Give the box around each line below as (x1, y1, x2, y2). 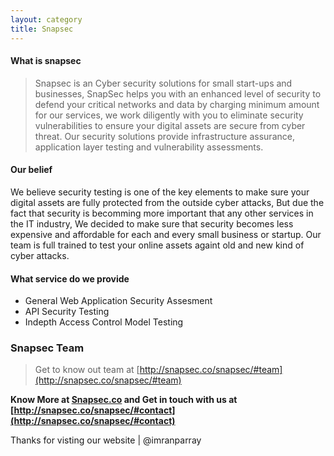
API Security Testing (24, 306, 110, 318)
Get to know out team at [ (34, 364, 140, 376)
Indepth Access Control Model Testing (24, 316, 184, 328)
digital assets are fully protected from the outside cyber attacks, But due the (10, 196, 325, 208)
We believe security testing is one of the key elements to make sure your (10, 186, 310, 198)
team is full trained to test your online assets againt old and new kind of (10, 239, 305, 251)
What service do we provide (10, 272, 130, 285)
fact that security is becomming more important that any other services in (10, 207, 314, 219)
